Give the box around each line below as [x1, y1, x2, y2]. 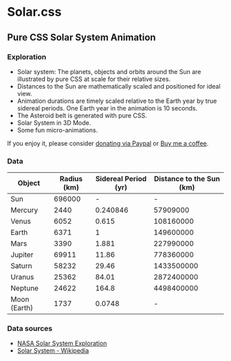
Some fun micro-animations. [16, 126, 98, 134]
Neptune [10, 283, 39, 293]
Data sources [7, 324, 53, 334]
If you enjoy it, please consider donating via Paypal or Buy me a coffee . [7, 139, 209, 148]
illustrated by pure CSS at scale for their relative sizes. [16, 75, 170, 83]
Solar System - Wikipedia [16, 347, 89, 355]
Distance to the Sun [153, 174, 220, 184]
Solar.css [7, 4, 62, 20]
